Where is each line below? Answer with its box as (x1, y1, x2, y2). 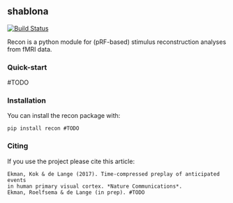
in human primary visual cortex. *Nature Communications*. (7, 183, 183, 190)
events (7, 176, 27, 183)
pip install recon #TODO (7, 125, 80, 132)
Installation (7, 96, 47, 105)
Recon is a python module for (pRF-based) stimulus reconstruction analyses (7, 38, 227, 46)
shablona (7, 6, 49, 17)
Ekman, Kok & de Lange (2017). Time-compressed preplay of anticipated (7, 170, 220, 177)
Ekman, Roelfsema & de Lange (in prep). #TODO (7, 188, 145, 196)
